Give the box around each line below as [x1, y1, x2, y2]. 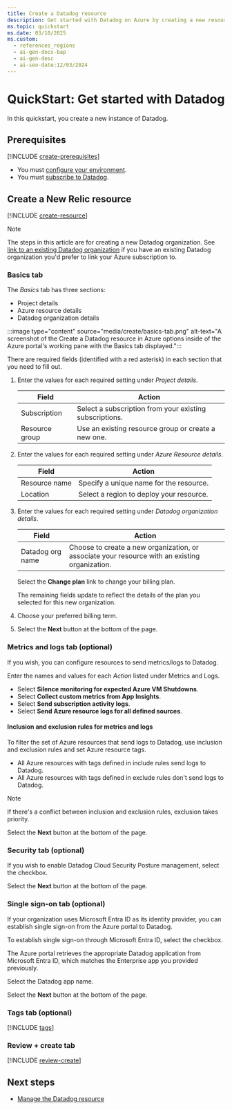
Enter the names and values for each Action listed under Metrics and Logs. [7, 671, 220, 680]
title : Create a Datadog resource [7, 10, 107, 17]
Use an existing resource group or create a [77, 424, 215, 434]
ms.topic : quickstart [7, 23, 70, 30]
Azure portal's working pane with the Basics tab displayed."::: [7, 342, 182, 350]
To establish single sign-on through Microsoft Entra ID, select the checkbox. [7, 935, 223, 944]
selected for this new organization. [17, 598, 116, 606]
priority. [7, 814, 30, 823]
